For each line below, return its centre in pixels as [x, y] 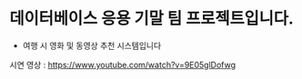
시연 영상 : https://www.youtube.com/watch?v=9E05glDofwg [123, 64]
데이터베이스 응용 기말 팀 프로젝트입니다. [151, 19]
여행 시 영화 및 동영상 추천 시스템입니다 [92, 45]
